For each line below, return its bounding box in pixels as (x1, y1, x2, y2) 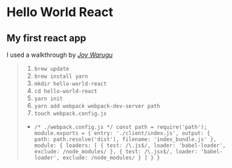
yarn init (34, 95, 64, 102)
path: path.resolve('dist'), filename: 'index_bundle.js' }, (34, 136, 217, 143)
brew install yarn (34, 73, 88, 80)
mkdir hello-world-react (34, 80, 107, 87)
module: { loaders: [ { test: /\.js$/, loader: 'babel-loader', (34, 142, 226, 149)
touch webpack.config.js (34, 110, 107, 117)
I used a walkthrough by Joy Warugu (6, 50, 113, 59)
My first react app (6, 32, 87, 44)
